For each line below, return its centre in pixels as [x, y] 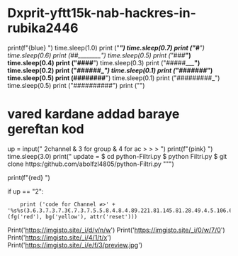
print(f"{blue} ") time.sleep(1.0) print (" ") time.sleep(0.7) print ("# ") [106, 48]
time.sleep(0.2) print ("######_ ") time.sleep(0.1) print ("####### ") [110, 70]
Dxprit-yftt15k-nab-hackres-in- [102, 13]
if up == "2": [25, 191]
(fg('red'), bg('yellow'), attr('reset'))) [73, 217]
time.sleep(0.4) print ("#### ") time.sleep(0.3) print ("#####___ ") [104, 62]
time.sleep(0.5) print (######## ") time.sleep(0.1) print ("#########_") [114, 78]
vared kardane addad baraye [93, 114]
